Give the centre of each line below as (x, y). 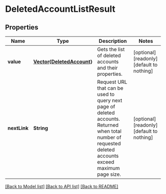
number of (109, 137)
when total (109, 131)
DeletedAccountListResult (60, 9)
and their (107, 68)
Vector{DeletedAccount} (63, 62)
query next (110, 100)
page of (106, 107)
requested (109, 144)
